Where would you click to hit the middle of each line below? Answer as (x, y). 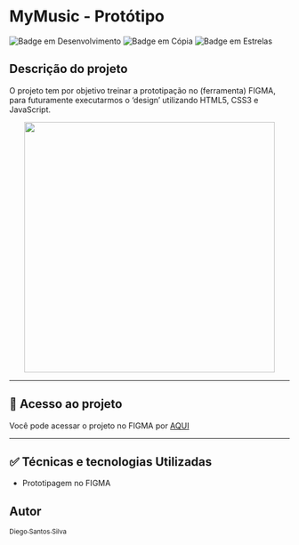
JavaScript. (30, 110)
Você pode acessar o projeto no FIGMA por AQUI (99, 426)
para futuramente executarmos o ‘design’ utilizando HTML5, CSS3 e (134, 100)
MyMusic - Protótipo (87, 16)
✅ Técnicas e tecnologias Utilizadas (111, 462)
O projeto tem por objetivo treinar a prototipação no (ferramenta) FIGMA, (142, 90)
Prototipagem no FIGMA (66, 484)
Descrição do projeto (69, 69)
